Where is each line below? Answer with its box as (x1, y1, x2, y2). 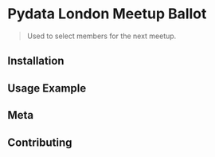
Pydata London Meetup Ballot (7, 5, 207, 23)
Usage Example (7, 81, 87, 95)
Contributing (7, 135, 72, 149)
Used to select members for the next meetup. (26, 31, 177, 41)
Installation (7, 54, 64, 68)
